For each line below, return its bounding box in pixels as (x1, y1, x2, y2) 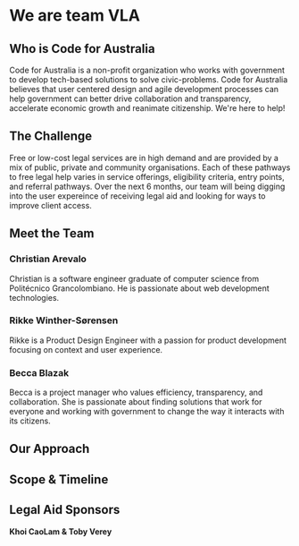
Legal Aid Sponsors (9, 502, 120, 517)
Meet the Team (9, 226, 95, 242)
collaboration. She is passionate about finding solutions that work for (9, 397, 262, 407)
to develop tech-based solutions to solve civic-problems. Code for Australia (9, 74, 288, 85)
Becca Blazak (9, 366, 70, 379)
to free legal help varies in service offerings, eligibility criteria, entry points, (9, 171, 286, 182)
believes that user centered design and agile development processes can (9, 84, 279, 94)
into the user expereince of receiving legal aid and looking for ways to (9, 190, 266, 201)
